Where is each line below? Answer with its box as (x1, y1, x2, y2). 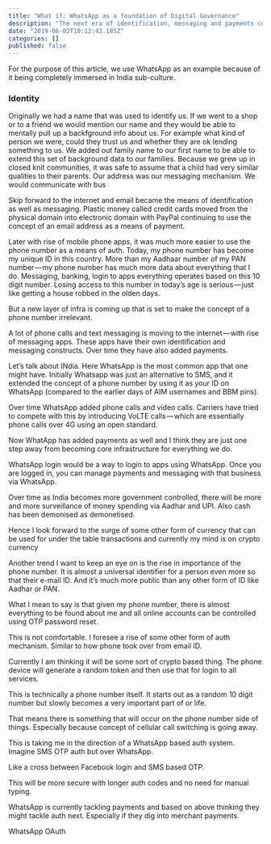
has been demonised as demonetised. (8, 510, 135, 520)
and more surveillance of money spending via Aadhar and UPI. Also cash (8, 501, 251, 511)
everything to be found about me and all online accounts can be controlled (8, 608, 256, 618)
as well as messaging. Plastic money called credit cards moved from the (8, 204, 248, 214)
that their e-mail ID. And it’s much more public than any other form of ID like (8, 576, 260, 585)
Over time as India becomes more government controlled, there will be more (8, 492, 262, 502)
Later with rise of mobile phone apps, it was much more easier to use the (8, 237, 252, 247)
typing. (8, 787, 32, 796)
